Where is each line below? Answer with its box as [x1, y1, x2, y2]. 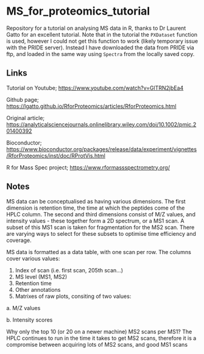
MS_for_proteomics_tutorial [6, 4, 150, 18]
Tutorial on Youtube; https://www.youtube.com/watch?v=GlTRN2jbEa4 [6, 84, 184, 91]
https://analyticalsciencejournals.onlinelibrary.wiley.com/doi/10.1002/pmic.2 [6, 121, 197, 128]
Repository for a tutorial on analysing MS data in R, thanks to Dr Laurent [6, 24, 186, 32]
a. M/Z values [6, 304, 41, 311]
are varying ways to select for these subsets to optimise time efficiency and [6, 230, 196, 237]
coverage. [6, 236, 32, 244]
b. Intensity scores [6, 316, 53, 324]
